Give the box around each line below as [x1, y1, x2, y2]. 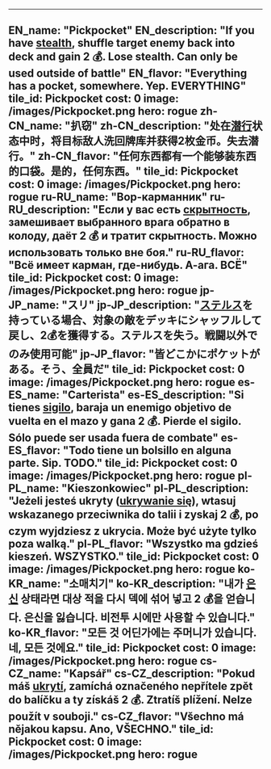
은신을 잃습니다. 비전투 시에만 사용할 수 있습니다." [23, 611, 256, 624]
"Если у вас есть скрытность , [92, 203, 252, 216]
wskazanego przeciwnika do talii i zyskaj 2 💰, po [8, 508, 259, 522]
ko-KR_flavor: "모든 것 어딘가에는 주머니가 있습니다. [8, 626, 256, 640]
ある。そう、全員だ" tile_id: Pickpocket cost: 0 [8, 363, 245, 376]
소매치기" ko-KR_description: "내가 [69, 577, 244, 590]
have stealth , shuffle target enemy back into [8, 36, 236, 50]
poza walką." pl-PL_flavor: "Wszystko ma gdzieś [8, 537, 259, 551]
